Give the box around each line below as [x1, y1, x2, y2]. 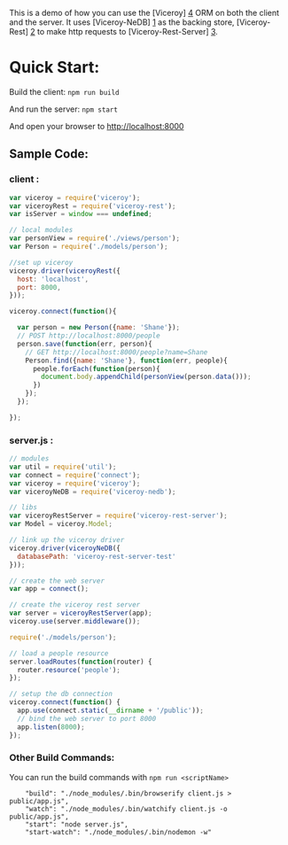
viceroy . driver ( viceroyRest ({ [9, 266, 121, 275]
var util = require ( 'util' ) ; [9, 462, 117, 471]
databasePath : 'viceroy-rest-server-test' [17, 552, 176, 561]
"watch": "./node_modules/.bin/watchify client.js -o [25, 804, 228, 813]
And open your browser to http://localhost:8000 [9, 120, 184, 131]
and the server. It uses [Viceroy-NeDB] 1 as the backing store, [9, 17, 235, 27]
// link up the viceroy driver [9, 536, 125, 545]
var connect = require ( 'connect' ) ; [9, 470, 141, 479]
